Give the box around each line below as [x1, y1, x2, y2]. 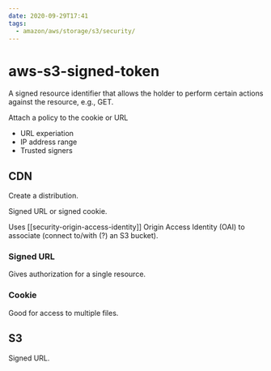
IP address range [19, 137, 78, 147]
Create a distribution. [8, 191, 79, 201]
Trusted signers [19, 146, 73, 156]
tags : [8, 19, 27, 28]
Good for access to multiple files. [8, 308, 119, 318]
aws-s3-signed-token [8, 62, 160, 80]
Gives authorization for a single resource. [8, 269, 146, 279]
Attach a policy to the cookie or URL [8, 113, 129, 122]
